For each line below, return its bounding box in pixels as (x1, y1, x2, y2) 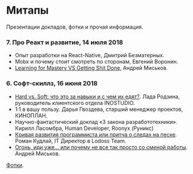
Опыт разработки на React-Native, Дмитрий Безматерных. (14, 52, 165, 59)
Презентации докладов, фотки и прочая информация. (6, 23, 143, 30)
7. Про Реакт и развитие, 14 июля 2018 (6, 38, 124, 46)
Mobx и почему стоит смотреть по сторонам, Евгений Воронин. (14, 58, 179, 66)
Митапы (6, 4, 49, 17)
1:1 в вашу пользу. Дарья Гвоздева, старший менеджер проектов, (14, 105, 183, 113)
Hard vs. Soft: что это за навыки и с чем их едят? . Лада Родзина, (14, 93, 180, 100)
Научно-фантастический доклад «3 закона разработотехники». (14, 118, 178, 125)
